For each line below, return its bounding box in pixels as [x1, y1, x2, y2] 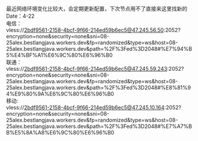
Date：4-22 [6, 12, 35, 19]
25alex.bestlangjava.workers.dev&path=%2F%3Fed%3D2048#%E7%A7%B [6, 123, 192, 130]
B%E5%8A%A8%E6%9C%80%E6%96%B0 [6, 129, 115, 136]
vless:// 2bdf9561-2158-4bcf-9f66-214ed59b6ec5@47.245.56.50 [6, 27, 164, 34]
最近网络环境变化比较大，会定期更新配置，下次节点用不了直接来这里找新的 [6, 5, 187, 12]
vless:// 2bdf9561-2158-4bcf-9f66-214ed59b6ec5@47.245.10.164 [6, 104, 165, 111]
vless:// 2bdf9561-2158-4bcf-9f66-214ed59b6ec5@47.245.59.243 [6, 65, 167, 72]
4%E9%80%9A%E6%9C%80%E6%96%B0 [6, 90, 114, 97]
